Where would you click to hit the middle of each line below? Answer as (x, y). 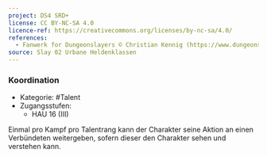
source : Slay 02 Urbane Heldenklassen (72, 52)
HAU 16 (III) (50, 114)
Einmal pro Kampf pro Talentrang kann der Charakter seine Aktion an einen (131, 130)
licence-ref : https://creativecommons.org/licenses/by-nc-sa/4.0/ (120, 30)
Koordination (34, 80)
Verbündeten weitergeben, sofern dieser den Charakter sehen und (117, 138)
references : (28, 38)
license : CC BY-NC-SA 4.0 (51, 23)
